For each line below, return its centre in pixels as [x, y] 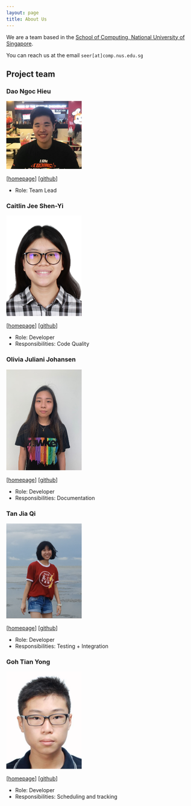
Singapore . [20, 43]
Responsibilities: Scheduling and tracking [66, 796]
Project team [31, 74]
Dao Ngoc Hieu [29, 91]
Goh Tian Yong [28, 662]
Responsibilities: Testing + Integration [61, 646]
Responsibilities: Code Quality [52, 344]
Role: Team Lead [36, 190]
